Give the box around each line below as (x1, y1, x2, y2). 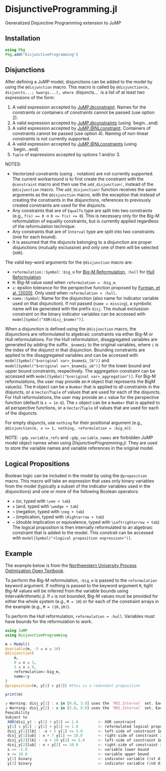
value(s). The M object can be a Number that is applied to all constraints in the (5, 384, 160, 390)
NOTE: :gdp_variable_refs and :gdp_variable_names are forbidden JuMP (5, 435, 153, 441)
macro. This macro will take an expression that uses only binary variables (5, 478, 155, 484)
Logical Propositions (5, 459, 70, 468)
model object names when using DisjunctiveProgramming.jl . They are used (5, 440, 158, 446)
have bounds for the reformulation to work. (5, 618, 93, 624)
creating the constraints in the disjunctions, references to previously (12, 197, 151, 203)
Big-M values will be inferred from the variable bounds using (5, 588, 128, 594)
